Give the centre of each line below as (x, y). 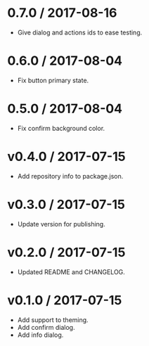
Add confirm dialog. (46, 327)
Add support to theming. (53, 320)
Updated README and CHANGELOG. (71, 271)
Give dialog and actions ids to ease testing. (80, 32)
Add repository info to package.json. (70, 176)
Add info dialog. (40, 335)
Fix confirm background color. (61, 128)
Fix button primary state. (53, 80)
